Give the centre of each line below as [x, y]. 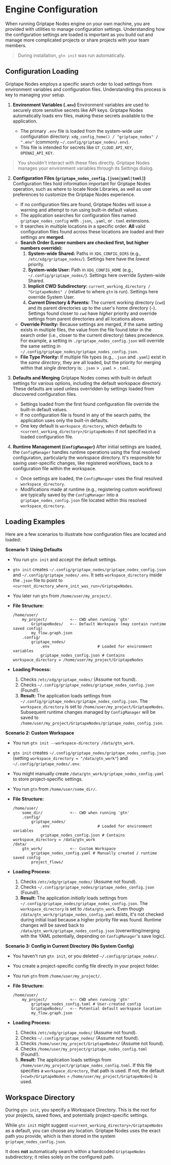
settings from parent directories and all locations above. [87, 318]
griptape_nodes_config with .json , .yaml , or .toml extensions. [85, 220]
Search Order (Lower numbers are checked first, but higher [84, 243]
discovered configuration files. [45, 394]
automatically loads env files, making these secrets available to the [83, 115]
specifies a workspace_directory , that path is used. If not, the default [92, 1071]
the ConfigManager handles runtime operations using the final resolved [86, 452]
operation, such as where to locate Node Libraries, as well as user [82, 189]
